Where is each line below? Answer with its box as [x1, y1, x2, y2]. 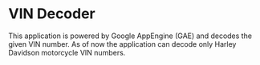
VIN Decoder [8, 5, 96, 23]
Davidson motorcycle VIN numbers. [8, 48, 126, 57]
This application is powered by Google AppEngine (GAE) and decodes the [8, 31, 253, 40]
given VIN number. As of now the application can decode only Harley [8, 39, 237, 48]
